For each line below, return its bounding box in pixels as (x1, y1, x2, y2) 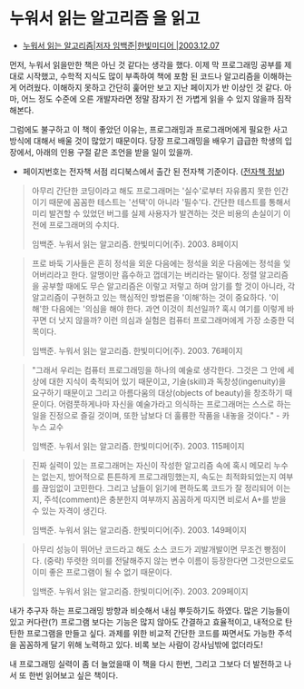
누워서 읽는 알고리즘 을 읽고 (9, 8, 201, 29)
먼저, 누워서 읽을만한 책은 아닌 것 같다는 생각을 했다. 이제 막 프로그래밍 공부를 (9, 59, 283, 70)
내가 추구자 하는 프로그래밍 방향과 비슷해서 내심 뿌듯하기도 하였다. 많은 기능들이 (9, 605, 290, 615)
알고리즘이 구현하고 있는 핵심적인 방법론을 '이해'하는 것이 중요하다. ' (31, 291, 272, 302)
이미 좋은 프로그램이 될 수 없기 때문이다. (31, 566, 172, 577)
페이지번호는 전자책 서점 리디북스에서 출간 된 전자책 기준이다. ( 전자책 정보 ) (22, 165, 286, 177)
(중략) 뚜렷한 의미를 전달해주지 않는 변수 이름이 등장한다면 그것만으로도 (44, 555, 295, 566)
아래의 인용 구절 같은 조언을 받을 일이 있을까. (35, 146, 193, 157)
